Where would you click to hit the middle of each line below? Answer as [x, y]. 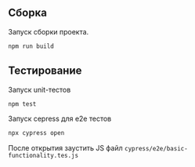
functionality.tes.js [43, 156]
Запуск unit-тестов [40, 89]
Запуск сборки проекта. [49, 31]
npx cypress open [36, 133]
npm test [22, 104]
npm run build [31, 46]
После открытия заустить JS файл [65, 148]
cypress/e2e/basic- [156, 149]
